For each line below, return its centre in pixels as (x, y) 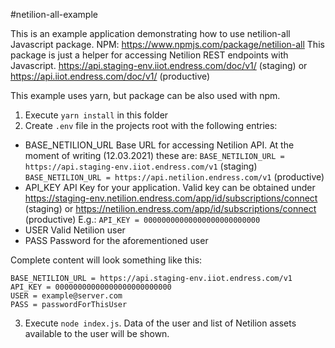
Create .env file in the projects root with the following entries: (151, 125)
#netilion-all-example (54, 14)
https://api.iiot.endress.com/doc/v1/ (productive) (110, 76)
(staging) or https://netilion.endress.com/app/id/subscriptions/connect (170, 208)
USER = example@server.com (66, 296)
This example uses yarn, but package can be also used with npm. (145, 95)
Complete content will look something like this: (106, 260)
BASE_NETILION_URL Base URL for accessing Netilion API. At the (159, 145)
